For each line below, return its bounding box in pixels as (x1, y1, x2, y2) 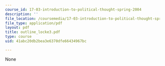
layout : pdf (5, 25, 29, 30)
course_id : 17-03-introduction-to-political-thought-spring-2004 (5, 7, 141, 12)
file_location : (5, 16, 36, 21)
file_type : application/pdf (5, 20, 63, 26)
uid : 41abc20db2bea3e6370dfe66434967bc (5, 39, 87, 44)
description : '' (5, 12, 38, 16)
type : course (5, 34, 32, 39)
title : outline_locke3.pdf (5, 30, 60, 34)
